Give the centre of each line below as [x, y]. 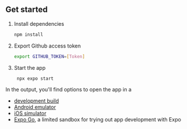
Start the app [30, 67]
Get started [27, 10]
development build [36, 101]
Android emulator [35, 107]
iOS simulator [30, 113]
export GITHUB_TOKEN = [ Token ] [49, 56]
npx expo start [35, 79]
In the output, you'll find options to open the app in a [69, 90]
